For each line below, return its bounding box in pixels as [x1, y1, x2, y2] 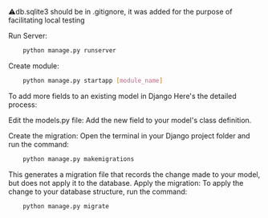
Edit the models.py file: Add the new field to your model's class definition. [8, 115, 252, 125]
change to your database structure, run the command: [8, 187, 188, 196]
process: [8, 100, 38, 109]
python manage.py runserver [22, 47, 116, 55]
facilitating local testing [8, 15, 86, 25]
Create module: [8, 60, 60, 71]
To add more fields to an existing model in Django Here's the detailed [8, 91, 237, 101]
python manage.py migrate [22, 202, 110, 210]
